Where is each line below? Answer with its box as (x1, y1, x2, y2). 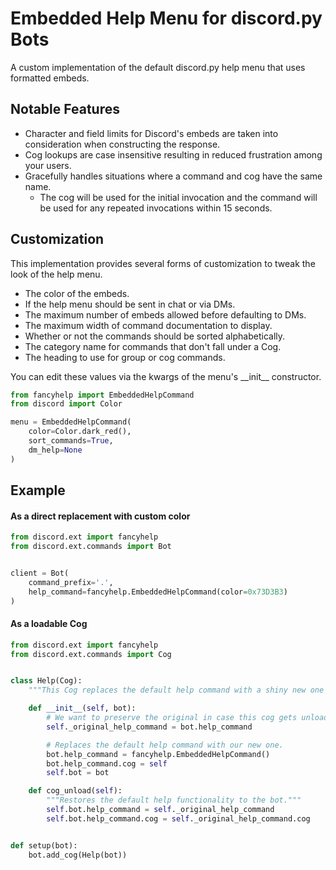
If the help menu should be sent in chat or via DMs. (24, 298, 236, 310)
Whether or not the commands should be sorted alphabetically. (24, 330, 286, 342)
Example (10, 482, 66, 499)
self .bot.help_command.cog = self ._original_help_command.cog (46, 813, 311, 824)
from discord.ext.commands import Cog (10, 649, 172, 659)
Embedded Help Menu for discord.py (10, 7, 323, 30)
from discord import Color (10, 399, 123, 409)
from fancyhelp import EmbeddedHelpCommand (10, 390, 195, 400)
